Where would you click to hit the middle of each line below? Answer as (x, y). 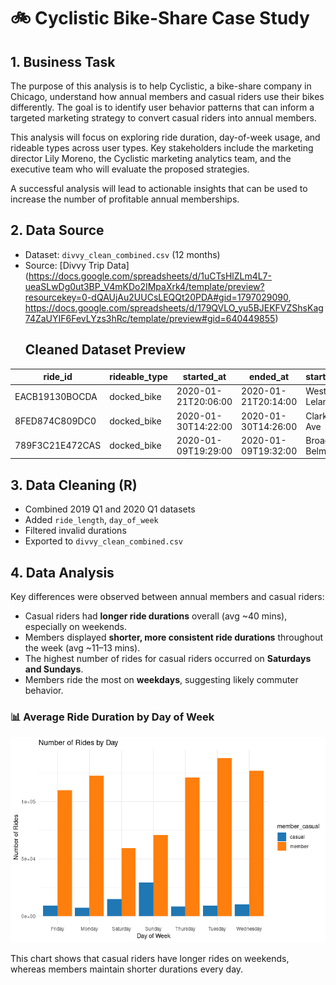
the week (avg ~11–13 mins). (82, 648)
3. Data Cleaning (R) (74, 485)
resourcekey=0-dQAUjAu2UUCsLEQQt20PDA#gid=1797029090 (156, 297)
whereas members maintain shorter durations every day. (127, 969)
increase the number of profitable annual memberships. (125, 199)
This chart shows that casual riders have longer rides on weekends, (150, 958)
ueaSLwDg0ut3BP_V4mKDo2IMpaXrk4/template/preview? (144, 286)
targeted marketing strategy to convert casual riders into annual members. (163, 118)
